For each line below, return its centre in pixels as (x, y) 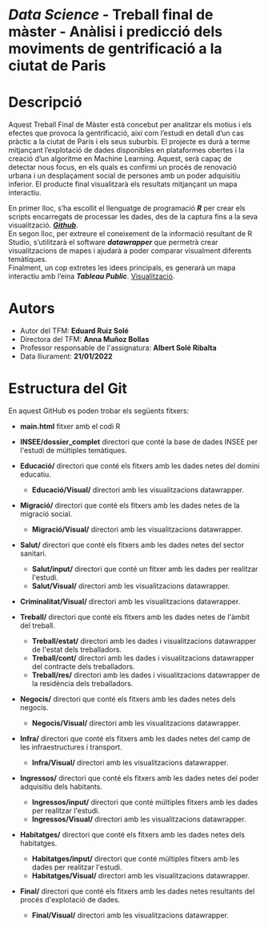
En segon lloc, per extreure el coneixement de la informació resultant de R (130, 234)
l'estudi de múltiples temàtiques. (73, 450)
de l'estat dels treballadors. (77, 649)
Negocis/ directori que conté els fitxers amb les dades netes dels (128, 699)
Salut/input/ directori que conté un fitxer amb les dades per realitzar (145, 569)
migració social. (46, 514)
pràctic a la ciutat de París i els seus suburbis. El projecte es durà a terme (129, 142)
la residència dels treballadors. (82, 683)
